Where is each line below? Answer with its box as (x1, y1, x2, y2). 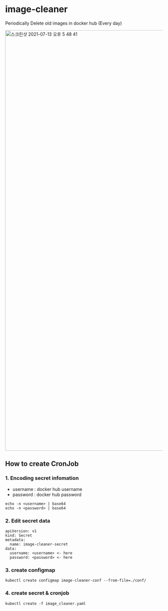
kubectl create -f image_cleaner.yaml (5, 601, 86, 606)
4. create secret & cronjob (5, 589, 69, 596)
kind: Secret (5, 533, 32, 538)
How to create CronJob (5, 460, 79, 468)
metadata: (5, 537, 26, 542)
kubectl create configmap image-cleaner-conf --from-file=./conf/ (5, 578, 146, 583)
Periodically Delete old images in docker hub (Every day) (5, 20, 122, 26)
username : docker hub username (12, 486, 82, 492)
